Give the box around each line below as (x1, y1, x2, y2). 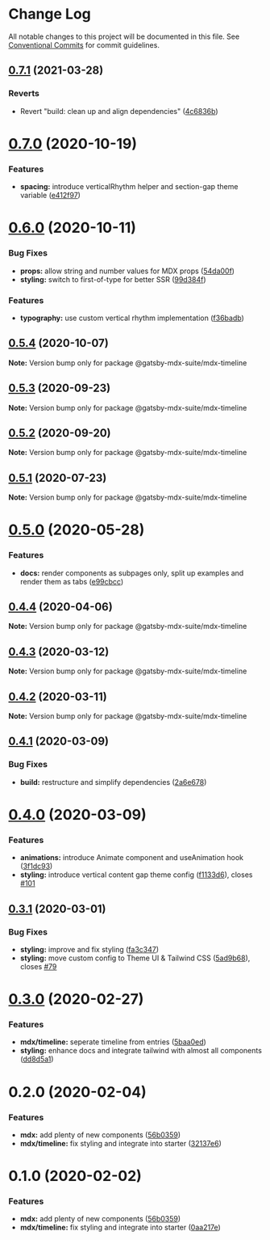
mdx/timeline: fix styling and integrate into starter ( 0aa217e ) (19, 1222, 222, 1233)
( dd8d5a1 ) (19, 1054, 54, 1064)
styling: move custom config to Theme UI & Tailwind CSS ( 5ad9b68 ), (19, 953, 251, 963)
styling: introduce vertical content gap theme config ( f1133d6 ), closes (19, 870, 253, 879)
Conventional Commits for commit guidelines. (8, 40, 160, 49)
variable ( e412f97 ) (19, 191, 81, 200)
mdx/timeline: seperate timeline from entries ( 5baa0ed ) (19, 1037, 207, 1047)
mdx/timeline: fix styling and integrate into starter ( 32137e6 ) (19, 1138, 222, 1148)
